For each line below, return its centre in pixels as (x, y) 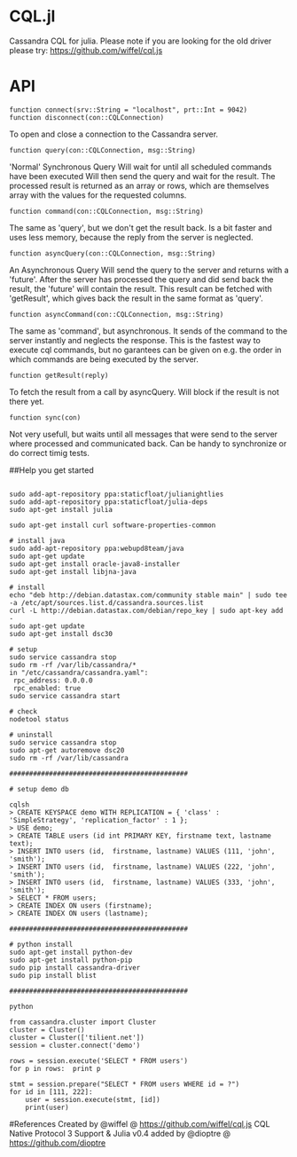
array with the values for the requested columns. (98, 195)
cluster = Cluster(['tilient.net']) (77, 1037)
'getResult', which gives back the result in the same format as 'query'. (136, 298)
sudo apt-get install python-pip (71, 960)
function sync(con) (45, 417)
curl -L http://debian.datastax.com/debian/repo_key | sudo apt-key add (146, 610)
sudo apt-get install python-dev (71, 952)
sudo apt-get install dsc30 (61, 634)
